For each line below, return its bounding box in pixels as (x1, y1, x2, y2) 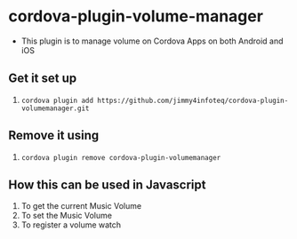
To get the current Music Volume (20, 201, 142, 211)
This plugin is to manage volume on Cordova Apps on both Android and (20, 36, 284, 46)
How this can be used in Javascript (8, 177, 206, 192)
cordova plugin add (20, 96, 94, 105)
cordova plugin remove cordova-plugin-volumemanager (20, 153, 221, 162)
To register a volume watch (20, 219, 122, 230)
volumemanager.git (20, 104, 90, 113)
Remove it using (8, 128, 100, 143)
